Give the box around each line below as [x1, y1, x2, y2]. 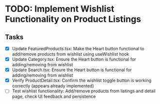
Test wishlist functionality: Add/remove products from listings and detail [12, 88, 156, 94]
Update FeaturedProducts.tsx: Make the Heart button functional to [12, 46, 144, 51]
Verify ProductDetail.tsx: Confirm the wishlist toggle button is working [12, 77, 152, 83]
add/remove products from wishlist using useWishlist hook [12, 51, 129, 57]
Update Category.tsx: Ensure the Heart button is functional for [12, 57, 136, 62]
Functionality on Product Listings [5, 14, 142, 25]
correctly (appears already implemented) [12, 83, 95, 89]
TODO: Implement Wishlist [5, 3, 114, 15]
